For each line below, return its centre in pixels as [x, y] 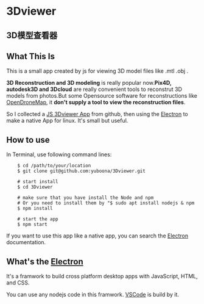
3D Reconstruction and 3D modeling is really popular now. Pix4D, [89, 83]
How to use [28, 139]
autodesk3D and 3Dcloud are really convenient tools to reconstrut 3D [94, 89]
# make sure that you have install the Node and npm [86, 198]
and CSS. [18, 283]
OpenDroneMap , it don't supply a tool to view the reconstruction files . [96, 103]
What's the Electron [45, 262]
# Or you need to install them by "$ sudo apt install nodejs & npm [106, 203]
